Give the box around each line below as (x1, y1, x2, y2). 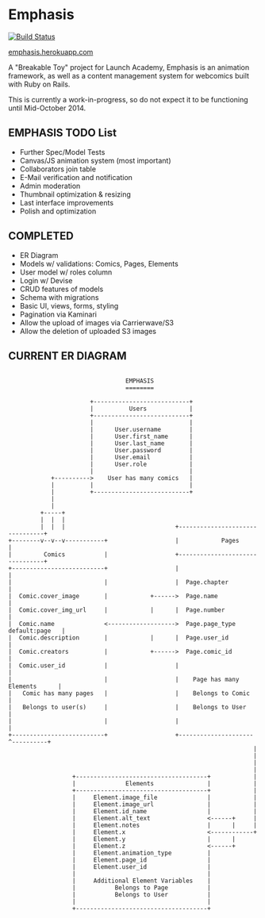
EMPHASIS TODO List (8, 126, 117, 140)
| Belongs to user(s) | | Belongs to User (8, 704, 247, 712)
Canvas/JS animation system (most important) (19, 156, 172, 165)
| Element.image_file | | (71, 793, 258, 802)
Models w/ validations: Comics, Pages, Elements (19, 259, 179, 268)
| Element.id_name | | (71, 808, 258, 816)
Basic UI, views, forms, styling (19, 301, 119, 310)
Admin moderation (19, 181, 81, 190)
